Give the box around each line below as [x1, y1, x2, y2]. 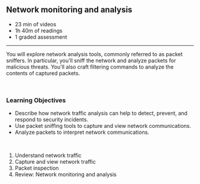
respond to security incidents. [14, 116, 89, 123]
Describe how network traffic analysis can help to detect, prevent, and [14, 110, 187, 117]
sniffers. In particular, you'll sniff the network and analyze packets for [6, 57, 176, 64]
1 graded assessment [14, 33, 67, 41]
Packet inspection [14, 164, 60, 172]
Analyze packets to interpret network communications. [14, 128, 150, 136]
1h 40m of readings [14, 27, 62, 34]
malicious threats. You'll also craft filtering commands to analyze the [6, 63, 174, 70]
